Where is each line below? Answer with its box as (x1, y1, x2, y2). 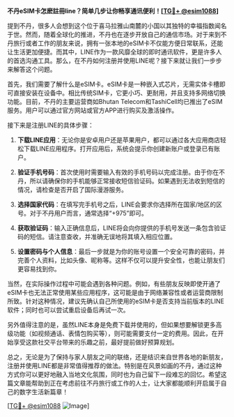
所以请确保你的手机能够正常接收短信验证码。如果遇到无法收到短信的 (29, 177, 225, 185)
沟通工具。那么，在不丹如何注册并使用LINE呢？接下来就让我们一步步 (25, 56, 222, 65)
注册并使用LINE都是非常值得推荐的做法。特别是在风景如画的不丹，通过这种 (7, 362, 222, 370)
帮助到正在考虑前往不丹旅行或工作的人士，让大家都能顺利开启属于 (31, 379, 221, 387)
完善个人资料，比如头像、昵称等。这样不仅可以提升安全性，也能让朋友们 (17, 256, 225, 264)
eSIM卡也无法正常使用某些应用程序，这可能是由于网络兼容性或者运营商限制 (7, 289, 224, 296)
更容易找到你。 (17, 265, 61, 273)
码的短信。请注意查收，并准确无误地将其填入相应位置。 (17, 233, 176, 241)
